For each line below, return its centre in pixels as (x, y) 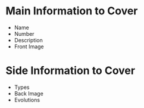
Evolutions (27, 100)
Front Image (29, 47)
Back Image (29, 93)
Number (24, 33)
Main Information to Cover (72, 11)
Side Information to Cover (70, 71)
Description (28, 40)
